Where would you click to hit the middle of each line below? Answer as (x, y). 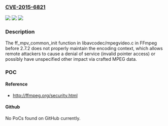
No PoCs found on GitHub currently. (43, 118)
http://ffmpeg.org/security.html (45, 95)
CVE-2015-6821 (25, 7)
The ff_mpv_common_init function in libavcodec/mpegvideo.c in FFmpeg (81, 43)
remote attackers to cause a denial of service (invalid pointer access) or (80, 54)
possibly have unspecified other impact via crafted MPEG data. (71, 59)
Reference (16, 84)
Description (20, 32)
